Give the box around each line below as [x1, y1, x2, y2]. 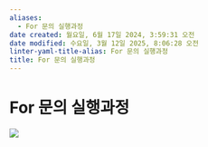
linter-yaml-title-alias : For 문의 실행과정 [9, 47, 169, 56]
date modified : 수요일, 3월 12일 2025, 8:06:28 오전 [9, 38, 199, 48]
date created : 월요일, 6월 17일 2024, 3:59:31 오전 [9, 30, 195, 39]
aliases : [9, 13, 43, 23]
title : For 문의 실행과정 [9, 55, 96, 64]
